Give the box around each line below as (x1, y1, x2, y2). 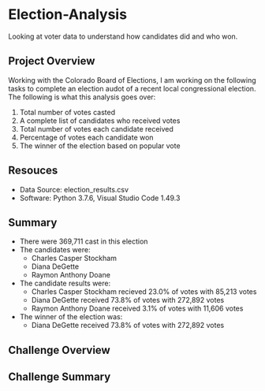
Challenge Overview (8, 343, 110, 356)
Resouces (8, 164, 58, 177)
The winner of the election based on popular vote (19, 140, 181, 151)
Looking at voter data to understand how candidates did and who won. (8, 32, 238, 41)
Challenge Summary (8, 371, 111, 384)
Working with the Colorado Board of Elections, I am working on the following (8, 75, 256, 84)
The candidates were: (19, 245, 91, 255)
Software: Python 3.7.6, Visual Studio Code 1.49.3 (19, 193, 181, 203)
